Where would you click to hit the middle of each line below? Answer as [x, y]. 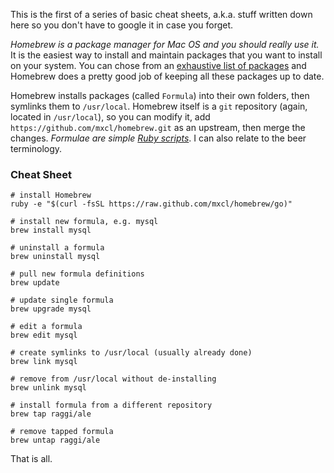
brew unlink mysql [48, 388]
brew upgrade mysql [51, 309]
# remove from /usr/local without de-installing [113, 379]
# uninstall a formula [57, 248]
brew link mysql [44, 362]
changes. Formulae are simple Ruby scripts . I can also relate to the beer [158, 138]
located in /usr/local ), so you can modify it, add [110, 117]
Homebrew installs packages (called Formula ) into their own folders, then [160, 95]
